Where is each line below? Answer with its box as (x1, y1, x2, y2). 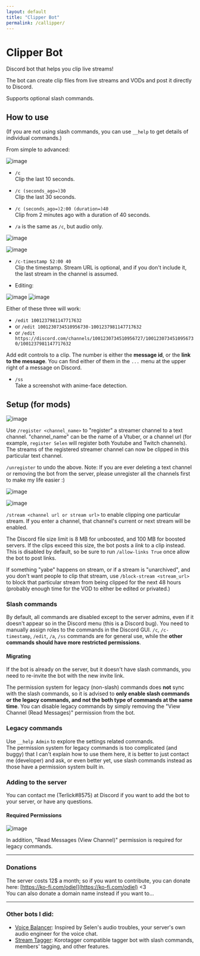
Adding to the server (6, 778, 67, 786)
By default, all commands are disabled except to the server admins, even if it (6, 614, 194, 621)
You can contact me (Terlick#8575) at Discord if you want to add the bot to (6, 792, 190, 799)
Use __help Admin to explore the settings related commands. (6, 737, 155, 744)
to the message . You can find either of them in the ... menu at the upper (6, 358, 186, 365)
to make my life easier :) (6, 476, 65, 483)
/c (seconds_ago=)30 (14, 188, 66, 194)
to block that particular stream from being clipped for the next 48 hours (6, 578, 182, 586)
